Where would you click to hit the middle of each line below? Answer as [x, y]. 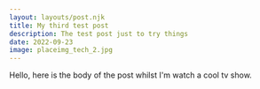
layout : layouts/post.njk [57, 17]
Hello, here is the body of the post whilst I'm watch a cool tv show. [131, 75]
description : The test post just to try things [99, 33]
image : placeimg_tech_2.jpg [61, 50]
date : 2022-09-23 [41, 42]
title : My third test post [59, 26]
